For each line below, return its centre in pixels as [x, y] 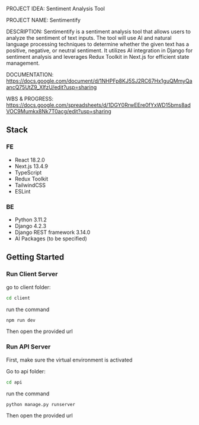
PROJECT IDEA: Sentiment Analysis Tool [56, 9]
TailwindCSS [30, 185]
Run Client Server [32, 274]
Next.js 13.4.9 [31, 166]
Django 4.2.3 [30, 226]
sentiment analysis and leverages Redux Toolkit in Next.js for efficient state [98, 57]
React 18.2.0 [30, 160]
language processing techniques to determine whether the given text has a [98, 44]
